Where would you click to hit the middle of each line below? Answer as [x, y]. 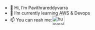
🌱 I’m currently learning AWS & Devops [50, 13]
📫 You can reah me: [31, 19]
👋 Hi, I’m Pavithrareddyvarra [39, 8]
